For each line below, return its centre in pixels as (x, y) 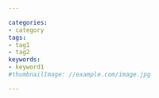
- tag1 (19, 45)
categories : (28, 22)
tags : (17, 37)
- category (26, 30)
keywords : (25, 60)
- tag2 (19, 53)
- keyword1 (26, 67)
